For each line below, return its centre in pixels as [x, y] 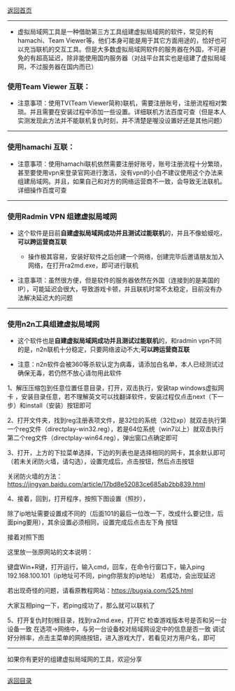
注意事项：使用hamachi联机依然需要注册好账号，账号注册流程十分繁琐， [121, 164]
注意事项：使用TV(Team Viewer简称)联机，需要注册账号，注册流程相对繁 [122, 103]
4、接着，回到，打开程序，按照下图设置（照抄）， [78, 498]
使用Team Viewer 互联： [49, 86]
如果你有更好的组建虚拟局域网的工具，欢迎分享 [74, 659]
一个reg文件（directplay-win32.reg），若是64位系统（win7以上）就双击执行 [115, 429]
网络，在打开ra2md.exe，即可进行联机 [83, 265]
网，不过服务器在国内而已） [57, 67]
